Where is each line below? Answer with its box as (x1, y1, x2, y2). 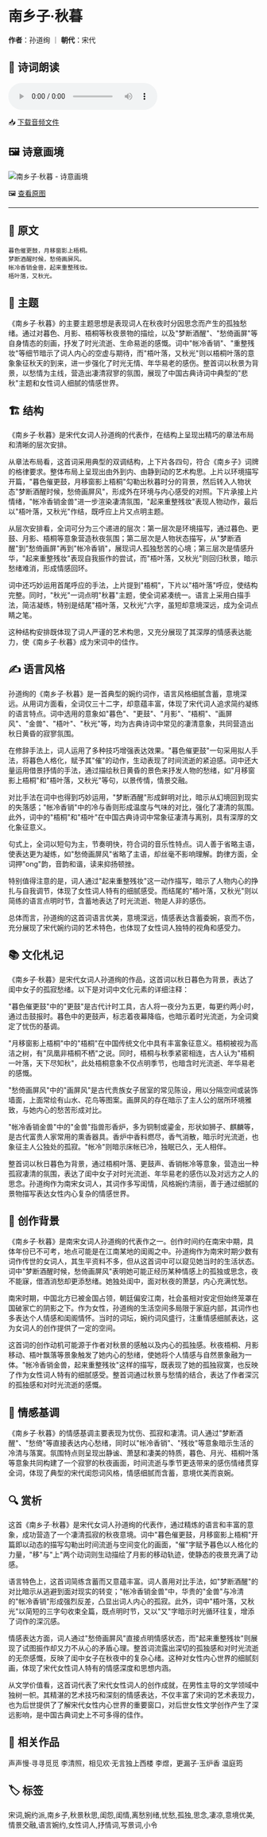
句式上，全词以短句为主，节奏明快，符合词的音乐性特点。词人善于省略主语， (8, 839, 259, 848)
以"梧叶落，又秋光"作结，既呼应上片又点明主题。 (8, 507, 168, 516)
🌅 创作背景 (8, 1214, 60, 1228)
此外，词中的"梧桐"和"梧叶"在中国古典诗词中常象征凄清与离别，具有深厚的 (8, 812, 252, 821)
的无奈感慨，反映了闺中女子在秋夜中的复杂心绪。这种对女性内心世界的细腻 (8, 1654, 252, 1663)
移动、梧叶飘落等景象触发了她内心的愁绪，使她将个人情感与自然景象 (8, 1350, 231, 1360)
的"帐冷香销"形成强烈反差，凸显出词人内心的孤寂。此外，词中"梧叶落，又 (8, 1596, 248, 1606)
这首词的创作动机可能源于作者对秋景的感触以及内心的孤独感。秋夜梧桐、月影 (8, 1340, 259, 1350)
